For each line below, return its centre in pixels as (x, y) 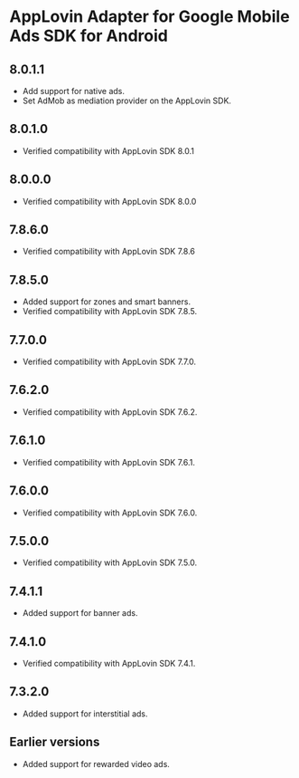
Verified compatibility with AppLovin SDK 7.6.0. (110, 513)
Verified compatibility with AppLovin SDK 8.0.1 (108, 150)
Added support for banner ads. (80, 613)
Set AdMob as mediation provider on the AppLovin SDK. (127, 101)
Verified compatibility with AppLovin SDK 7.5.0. (110, 562)
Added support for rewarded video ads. (96, 764)
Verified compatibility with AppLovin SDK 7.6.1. (109, 462)
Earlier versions (55, 742)
